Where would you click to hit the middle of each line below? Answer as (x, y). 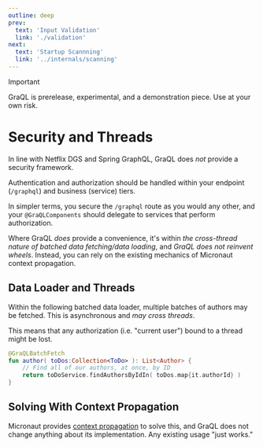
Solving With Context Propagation (94, 407)
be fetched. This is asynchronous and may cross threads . (102, 315)
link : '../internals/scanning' (67, 60)
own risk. (23, 105)
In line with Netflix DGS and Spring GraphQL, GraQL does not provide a (123, 159)
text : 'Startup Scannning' (59, 52)
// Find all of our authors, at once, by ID (96, 368)
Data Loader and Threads (72, 288)
